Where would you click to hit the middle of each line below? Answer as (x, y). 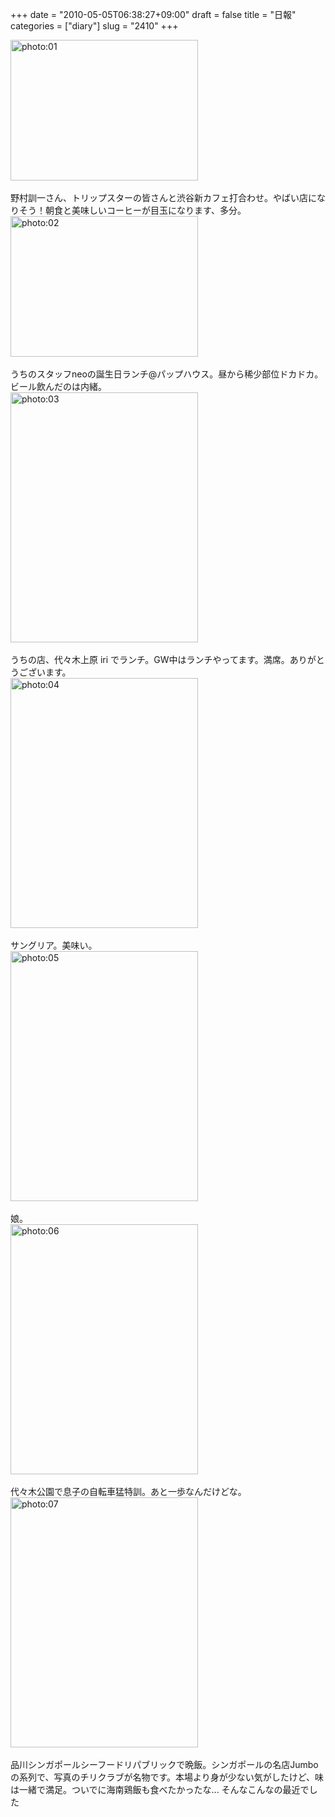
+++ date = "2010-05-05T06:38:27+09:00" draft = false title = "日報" (153, 14)
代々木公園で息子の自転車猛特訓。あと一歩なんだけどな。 (128, 1491)
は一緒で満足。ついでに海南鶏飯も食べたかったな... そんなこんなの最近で (160, 1789)
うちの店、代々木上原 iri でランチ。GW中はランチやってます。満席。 (150, 659)
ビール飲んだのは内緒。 (58, 386)
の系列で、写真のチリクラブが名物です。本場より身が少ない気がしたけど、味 (167, 1777)
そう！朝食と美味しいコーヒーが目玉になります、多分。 (132, 210)
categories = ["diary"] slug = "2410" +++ (94, 26)
